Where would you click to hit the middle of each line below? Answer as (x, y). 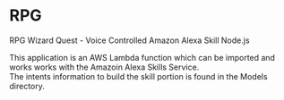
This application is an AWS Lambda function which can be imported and (142, 57)
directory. (27, 86)
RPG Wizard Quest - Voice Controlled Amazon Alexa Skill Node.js (129, 40)
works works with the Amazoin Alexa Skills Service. (104, 67)
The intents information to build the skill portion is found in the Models (138, 76)
